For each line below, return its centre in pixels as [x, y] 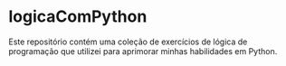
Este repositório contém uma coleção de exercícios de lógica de [128, 42]
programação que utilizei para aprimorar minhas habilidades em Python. [143, 51]
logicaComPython [78, 17]
